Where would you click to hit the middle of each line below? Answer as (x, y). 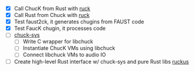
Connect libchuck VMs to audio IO (65, 55)
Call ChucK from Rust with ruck (52, 9)
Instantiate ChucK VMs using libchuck (69, 48)
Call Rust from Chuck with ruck (52, 15)
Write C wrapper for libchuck (58, 42)
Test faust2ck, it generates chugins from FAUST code (79, 22)
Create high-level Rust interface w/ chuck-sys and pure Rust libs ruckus (101, 62)
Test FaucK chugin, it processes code (60, 28)
